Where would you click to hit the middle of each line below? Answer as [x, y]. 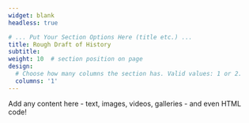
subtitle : [25, 52]
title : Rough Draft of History [60, 44]
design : [21, 67]
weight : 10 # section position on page [76, 59]
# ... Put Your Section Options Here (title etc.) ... [100, 37]
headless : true [33, 23]
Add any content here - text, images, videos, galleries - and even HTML [125, 103]
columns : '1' [37, 81]
